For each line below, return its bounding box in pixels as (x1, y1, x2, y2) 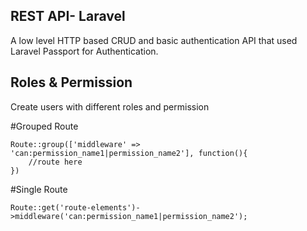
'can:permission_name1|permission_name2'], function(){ (10, 148, 248, 158)
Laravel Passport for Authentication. (10, 45, 159, 57)
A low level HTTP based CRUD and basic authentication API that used (10, 34, 298, 46)
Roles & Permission (10, 74, 133, 91)
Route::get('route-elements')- (10, 202, 141, 213)
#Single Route (10, 183, 68, 195)
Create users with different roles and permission (10, 100, 210, 113)
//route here (28, 157, 83, 167)
